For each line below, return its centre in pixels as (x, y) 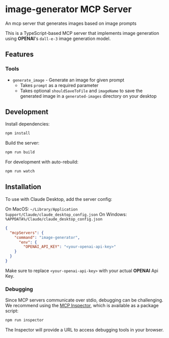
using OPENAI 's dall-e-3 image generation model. (58, 38)
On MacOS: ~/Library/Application (42, 209)
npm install (18, 133)
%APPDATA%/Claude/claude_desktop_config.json (54, 219)
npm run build (20, 152)
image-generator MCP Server (69, 9)
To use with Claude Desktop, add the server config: (59, 199)
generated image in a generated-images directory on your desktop (88, 96)
